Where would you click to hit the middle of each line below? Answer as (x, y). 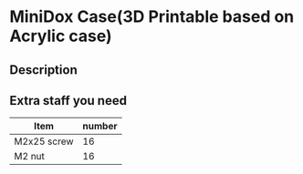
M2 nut (30, 157)
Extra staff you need (68, 101)
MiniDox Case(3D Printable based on (152, 17)
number (100, 127)
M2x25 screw (44, 141)
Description (43, 70)
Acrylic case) (61, 36)
